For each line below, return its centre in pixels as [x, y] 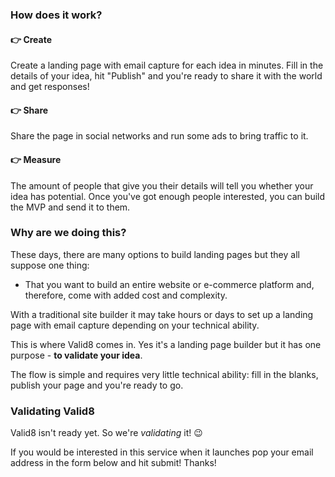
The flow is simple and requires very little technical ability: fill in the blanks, [164, 374]
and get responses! [50, 87]
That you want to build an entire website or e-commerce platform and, [169, 284]
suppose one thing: [50, 265]
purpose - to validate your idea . [76, 355]
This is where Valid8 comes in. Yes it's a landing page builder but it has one [166, 344]
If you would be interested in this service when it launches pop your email [162, 452]
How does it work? [56, 15]
